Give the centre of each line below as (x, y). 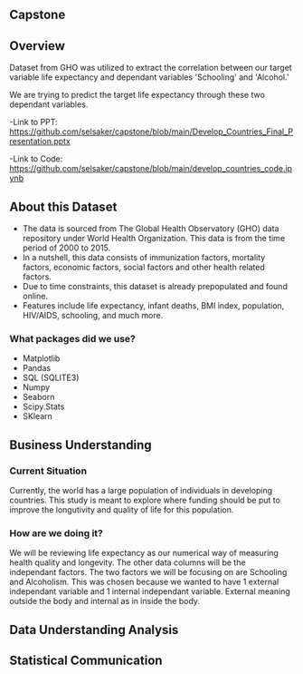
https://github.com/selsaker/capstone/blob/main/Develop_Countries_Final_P (151, 132)
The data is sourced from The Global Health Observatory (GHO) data (151, 229)
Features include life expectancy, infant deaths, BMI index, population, (153, 306)
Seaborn (38, 397)
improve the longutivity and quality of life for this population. (122, 510)
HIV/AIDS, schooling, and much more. (93, 316)
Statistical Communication (86, 661)
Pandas (37, 368)
